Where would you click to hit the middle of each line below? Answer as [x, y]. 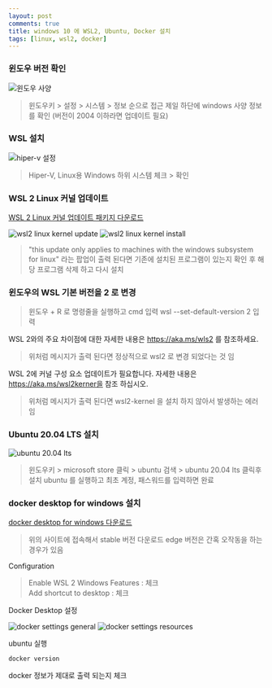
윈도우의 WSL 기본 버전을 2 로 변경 [72, 292]
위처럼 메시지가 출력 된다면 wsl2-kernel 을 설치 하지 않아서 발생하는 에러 [143, 401]
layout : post [30, 16]
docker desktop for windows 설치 [75, 503]
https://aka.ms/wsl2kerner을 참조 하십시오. [78, 384]
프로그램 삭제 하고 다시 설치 [80, 270]
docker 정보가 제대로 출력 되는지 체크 [68, 675]
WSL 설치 [26, 138]
